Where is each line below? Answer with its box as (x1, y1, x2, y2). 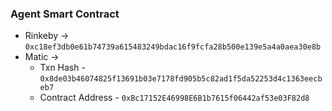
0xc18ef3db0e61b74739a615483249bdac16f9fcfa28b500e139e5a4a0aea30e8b (24, 42, 322, 52)
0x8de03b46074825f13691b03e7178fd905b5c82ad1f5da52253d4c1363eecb (39, 74, 323, 84)
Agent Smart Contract (10, 7, 120, 21)
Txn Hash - (39, 62, 86, 74)
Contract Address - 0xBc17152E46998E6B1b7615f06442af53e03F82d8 (39, 92, 310, 104)
